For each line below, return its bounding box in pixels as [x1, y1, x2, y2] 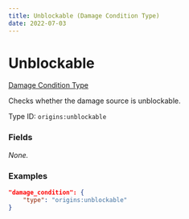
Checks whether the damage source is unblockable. [8, 96, 181, 105]
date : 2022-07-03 [8, 19, 67, 27]
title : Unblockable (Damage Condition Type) [8, 11, 160, 20]
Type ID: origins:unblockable [8, 112, 107, 122]
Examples [8, 170, 48, 181]
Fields [8, 132, 33, 143]
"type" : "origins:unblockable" [23, 196, 128, 204]
